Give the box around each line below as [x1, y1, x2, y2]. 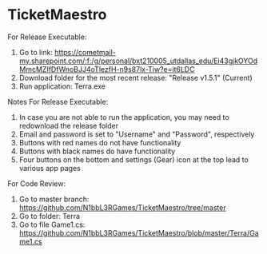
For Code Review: [7, 178, 66, 189]
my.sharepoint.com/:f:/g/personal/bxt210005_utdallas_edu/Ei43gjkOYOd [18, 56, 258, 65]
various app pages [18, 163, 81, 173]
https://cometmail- [54, 47, 117, 57]
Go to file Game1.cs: [18, 220, 86, 229]
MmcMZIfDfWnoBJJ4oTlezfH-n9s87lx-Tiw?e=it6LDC [18, 64, 195, 73]
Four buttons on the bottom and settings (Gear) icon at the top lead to [18, 154, 249, 165]
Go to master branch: [18, 194, 90, 204]
